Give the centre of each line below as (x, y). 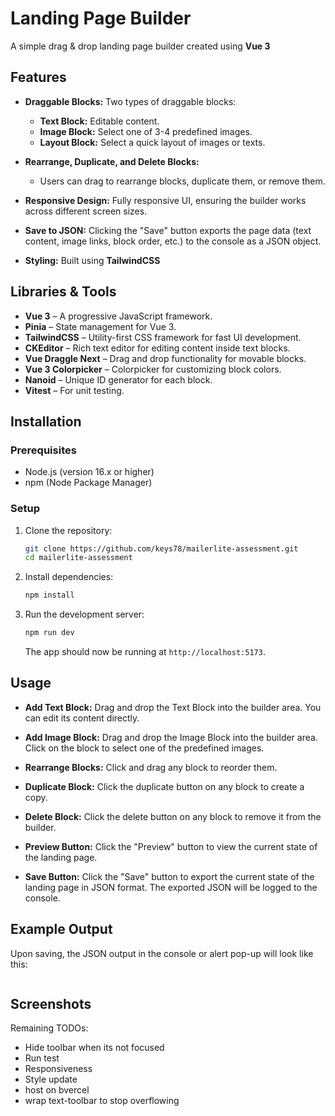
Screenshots (51, 1004)
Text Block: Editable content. (99, 121)
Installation (46, 421)
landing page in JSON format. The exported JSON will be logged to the (171, 887)
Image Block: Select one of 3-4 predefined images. (146, 131)
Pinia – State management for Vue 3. (100, 326)
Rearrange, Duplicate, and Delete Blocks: (112, 161)
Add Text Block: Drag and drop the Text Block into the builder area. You (173, 707)
